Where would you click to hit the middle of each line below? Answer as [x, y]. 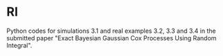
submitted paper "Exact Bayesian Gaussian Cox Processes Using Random [111, 38]
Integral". [19, 45]
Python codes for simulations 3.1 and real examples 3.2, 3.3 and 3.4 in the [111, 31]
